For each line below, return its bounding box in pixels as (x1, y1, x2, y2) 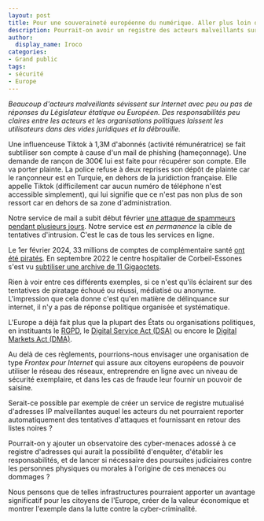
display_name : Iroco (15, 41, 82, 49)
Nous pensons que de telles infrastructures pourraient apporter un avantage (8, 487, 255, 497)
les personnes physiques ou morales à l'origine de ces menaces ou (8, 464, 226, 473)
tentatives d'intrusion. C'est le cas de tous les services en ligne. (8, 230, 214, 239)
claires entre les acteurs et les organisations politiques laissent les (8, 116, 224, 125)
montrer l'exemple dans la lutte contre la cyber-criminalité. (8, 504, 198, 513)
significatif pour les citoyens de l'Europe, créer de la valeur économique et (8, 495, 250, 504)
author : (8, 33, 34, 42)
